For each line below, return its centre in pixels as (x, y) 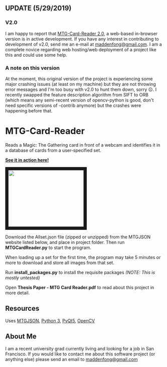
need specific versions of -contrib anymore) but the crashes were (73, 105)
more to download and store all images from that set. (60, 263)
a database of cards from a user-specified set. (53, 150)
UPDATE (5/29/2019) (38, 8)
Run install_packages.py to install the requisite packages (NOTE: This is (80, 272)
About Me (21, 337)
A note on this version (33, 68)
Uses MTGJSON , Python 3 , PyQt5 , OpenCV (50, 320)
